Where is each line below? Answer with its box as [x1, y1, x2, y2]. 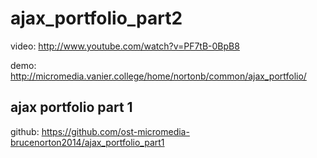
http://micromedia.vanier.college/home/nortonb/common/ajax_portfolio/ [10, 70, 307, 82]
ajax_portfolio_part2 [10, 7, 183, 30]
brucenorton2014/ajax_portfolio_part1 [10, 136, 165, 148]
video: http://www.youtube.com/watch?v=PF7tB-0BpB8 [10, 40, 240, 52]
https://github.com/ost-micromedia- [41, 125, 190, 137]
